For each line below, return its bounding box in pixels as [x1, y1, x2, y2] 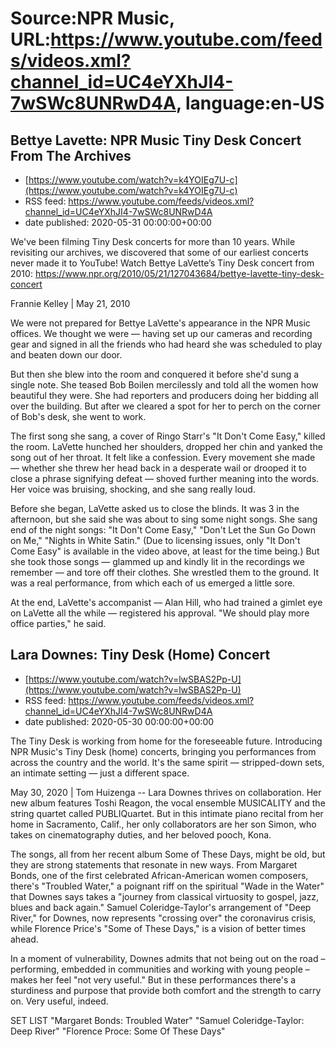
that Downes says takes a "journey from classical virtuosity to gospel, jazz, [10, 890, 320, 902]
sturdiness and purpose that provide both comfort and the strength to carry [10, 984, 322, 996]
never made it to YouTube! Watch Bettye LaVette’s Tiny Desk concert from [10, 257, 315, 269]
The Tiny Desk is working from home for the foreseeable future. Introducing [10, 735, 323, 747]
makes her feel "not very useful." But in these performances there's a [10, 973, 297, 986]
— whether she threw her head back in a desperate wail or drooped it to [10, 462, 307, 474]
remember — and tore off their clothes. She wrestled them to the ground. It [10, 567, 319, 578]
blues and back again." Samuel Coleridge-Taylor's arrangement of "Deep [10, 901, 312, 913]
